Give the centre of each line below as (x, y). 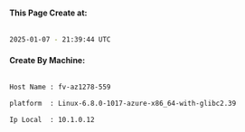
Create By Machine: (47, 60)
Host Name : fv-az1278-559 (60, 87)
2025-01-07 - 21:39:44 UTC (60, 40)
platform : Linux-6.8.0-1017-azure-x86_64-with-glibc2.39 (123, 104)
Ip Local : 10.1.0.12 (52, 120)
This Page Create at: (48, 13)
